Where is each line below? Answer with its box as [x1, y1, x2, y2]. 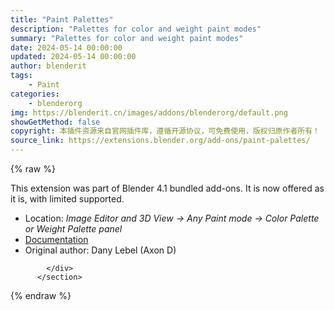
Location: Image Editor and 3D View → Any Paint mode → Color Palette [24, 212, 320, 224]
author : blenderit [10, 61, 87, 71]
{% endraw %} [10, 290, 72, 301]
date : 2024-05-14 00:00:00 [10, 42, 123, 53]
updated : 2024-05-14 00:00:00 [10, 52, 137, 62]
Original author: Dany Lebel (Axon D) [24, 244, 177, 256]
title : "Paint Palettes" [10, 14, 114, 25]
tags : [10, 71, 33, 81]
